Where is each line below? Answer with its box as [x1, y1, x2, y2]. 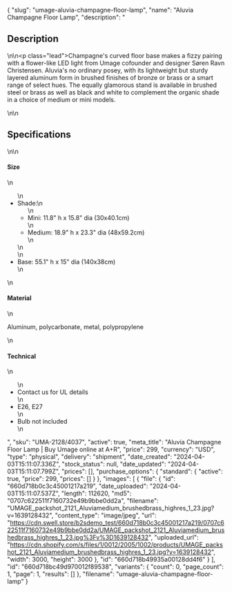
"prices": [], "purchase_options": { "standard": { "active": [61, 467, 223, 475]
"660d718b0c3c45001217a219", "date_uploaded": [7, 482, 148, 491]
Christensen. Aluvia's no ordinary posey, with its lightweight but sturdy [7, 66, 209, 75]
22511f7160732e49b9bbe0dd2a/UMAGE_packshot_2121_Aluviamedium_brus [7, 526, 225, 534]
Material [7, 294, 32, 302]
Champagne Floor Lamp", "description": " [7, 13, 126, 21]
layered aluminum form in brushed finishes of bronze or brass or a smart [7, 73, 214, 81]
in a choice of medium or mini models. [7, 95, 116, 103]
